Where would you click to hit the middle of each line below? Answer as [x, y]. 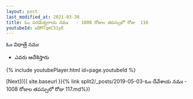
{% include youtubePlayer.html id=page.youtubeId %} [71, 70]
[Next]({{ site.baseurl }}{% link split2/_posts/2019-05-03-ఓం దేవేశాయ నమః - [96, 81]
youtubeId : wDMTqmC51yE [35, 28]
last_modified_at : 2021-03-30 [43, 17]
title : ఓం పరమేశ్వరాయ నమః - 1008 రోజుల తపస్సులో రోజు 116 [77, 22]
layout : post [22, 11]
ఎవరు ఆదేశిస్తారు [32, 57]
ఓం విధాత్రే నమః [23, 45]
